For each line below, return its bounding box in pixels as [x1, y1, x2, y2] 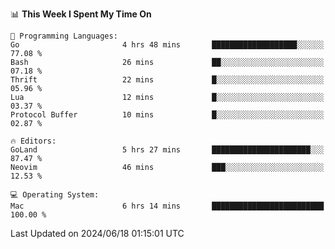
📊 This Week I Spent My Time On [10, 8, 152, 20]
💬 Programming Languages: [10, 31, 118, 41]
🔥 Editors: [10, 136, 57, 146]
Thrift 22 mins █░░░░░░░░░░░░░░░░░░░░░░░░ [10, 75, 325, 85]
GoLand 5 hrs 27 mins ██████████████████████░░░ [10, 145, 325, 155]
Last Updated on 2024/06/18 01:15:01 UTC [10, 228, 185, 239]
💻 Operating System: [10, 190, 100, 200]
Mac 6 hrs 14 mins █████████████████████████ [10, 201, 325, 211]
